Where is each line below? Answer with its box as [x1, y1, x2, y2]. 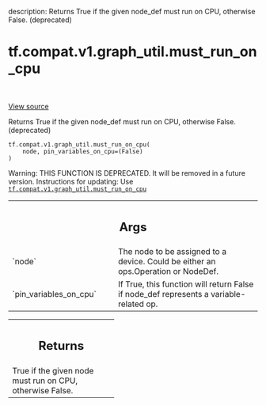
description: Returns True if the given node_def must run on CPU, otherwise [8, 7, 256, 16]
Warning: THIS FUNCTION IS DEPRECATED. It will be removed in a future [8, 168, 245, 177]
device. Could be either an [118, 256, 216, 268]
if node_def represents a [118, 289, 209, 300]
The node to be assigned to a [118, 246, 227, 257]
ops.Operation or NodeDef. [118, 266, 219, 277]
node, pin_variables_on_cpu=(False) [22, 147, 144, 155]
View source [8, 101, 49, 111]
